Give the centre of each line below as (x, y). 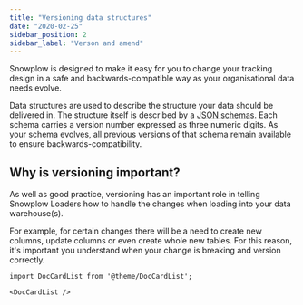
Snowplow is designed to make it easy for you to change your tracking (141, 69)
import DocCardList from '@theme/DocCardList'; (101, 277)
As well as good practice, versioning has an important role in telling (135, 195)
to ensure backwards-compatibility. (76, 144)
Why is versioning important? (95, 172)
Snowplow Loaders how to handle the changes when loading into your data (151, 204)
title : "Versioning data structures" (81, 18)
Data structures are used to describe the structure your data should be (142, 106)
